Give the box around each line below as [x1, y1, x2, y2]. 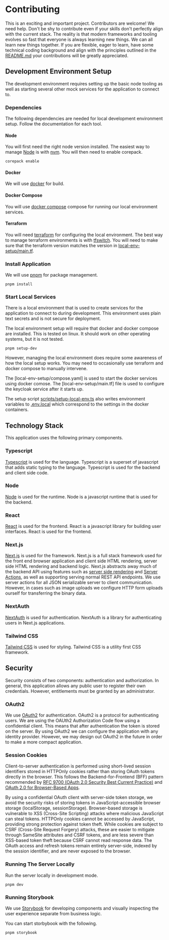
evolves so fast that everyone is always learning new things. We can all [5, 36, 153, 42]
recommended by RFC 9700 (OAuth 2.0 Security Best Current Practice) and [5, 779, 163, 785]
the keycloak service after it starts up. [5, 386, 84, 392]
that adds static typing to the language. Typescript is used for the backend [5, 464, 160, 470]
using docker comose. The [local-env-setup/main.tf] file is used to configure [5, 381, 164, 387]
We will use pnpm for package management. [5, 272, 98, 278]
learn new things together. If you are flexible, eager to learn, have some [5, 41, 154, 48]
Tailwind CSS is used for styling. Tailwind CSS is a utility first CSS [5, 644, 141, 650]
